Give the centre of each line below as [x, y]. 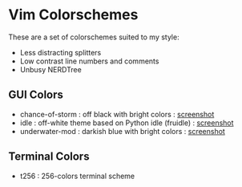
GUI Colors [36, 95]
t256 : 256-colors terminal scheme [77, 176]
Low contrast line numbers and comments [89, 61]
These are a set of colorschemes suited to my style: [94, 37]
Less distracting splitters [60, 52]
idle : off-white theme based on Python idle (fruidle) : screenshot [127, 123]
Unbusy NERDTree [50, 69]
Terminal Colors [49, 157]
